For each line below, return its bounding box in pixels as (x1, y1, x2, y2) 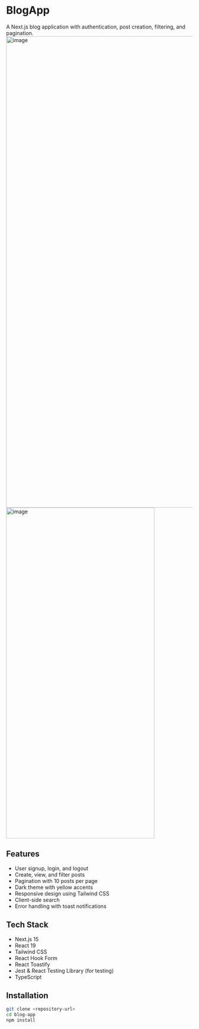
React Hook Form (14, 954, 57, 961)
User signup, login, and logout (14, 865, 89, 872)
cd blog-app (6, 1012, 36, 1018)
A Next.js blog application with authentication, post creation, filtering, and (6, 23, 185, 30)
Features (6, 849, 40, 859)
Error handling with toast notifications (14, 903, 107, 910)
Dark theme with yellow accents (14, 884, 94, 891)
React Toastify (14, 961, 50, 968)
